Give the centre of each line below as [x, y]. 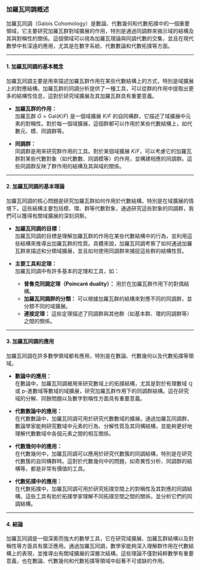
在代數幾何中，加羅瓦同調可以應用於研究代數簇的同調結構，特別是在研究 [103, 453]
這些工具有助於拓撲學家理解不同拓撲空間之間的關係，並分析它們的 [106, 496]
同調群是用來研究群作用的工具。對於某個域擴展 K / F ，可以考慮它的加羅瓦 [103, 151]
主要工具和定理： [36, 263]
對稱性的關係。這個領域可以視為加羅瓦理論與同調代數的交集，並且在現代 [105, 39]
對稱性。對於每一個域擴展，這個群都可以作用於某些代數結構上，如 [106, 123]
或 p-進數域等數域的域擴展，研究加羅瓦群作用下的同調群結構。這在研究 [102, 391]
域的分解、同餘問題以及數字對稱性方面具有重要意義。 [80, 398]
